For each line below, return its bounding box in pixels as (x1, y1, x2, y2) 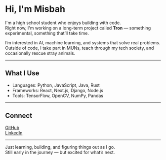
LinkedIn (5, 129, 23, 136)
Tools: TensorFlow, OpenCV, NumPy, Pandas (12, 93, 104, 98)
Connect (5, 112, 33, 120)
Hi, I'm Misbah (5, 3, 66, 15)
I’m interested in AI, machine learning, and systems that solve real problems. (5, 39, 161, 45)
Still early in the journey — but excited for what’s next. (5, 149, 115, 155)
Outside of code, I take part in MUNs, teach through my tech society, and (5, 45, 154, 51)
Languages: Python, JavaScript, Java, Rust (12, 82, 100, 88)
